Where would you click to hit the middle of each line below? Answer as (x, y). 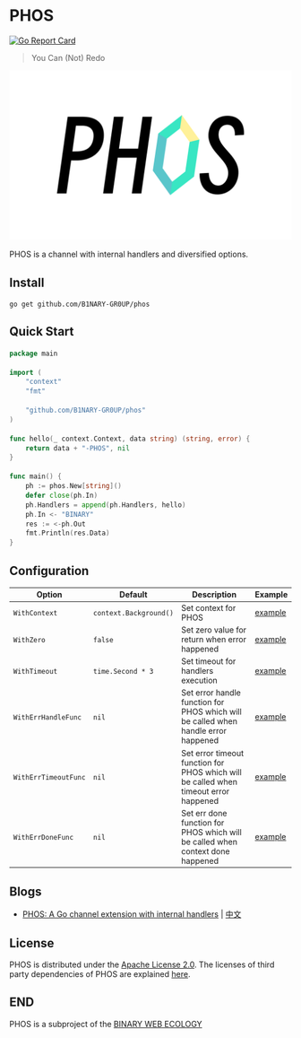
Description (215, 595)
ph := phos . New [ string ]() (74, 486)
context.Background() (133, 614)
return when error (214, 639)
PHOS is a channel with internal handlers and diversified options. (129, 254)
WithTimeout (35, 672)
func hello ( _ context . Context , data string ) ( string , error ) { (130, 439)
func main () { (36, 476)
